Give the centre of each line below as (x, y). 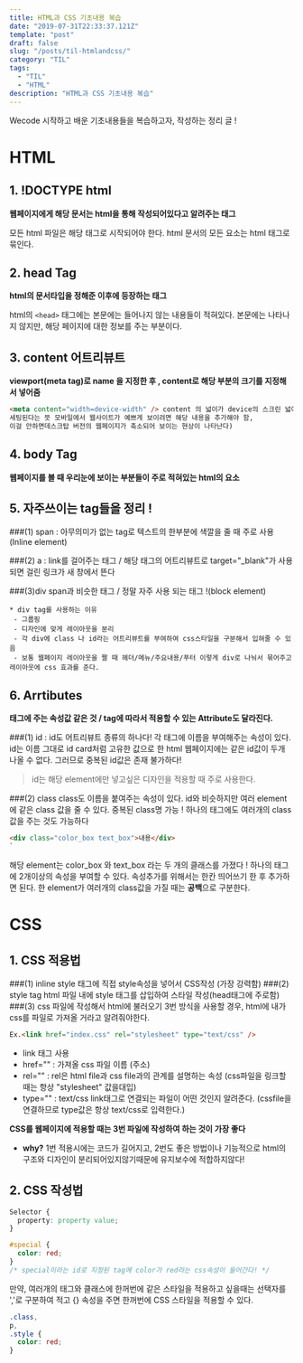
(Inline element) (38, 542)
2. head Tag (43, 273)
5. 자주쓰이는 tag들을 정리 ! (81, 508)
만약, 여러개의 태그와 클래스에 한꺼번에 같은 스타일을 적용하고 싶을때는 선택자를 (148, 1288)
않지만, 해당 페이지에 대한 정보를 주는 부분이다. (101, 326)
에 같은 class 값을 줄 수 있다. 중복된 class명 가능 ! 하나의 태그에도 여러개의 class (151, 810)
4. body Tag (43, 454)
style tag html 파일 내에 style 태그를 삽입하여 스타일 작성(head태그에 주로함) (145, 994)
